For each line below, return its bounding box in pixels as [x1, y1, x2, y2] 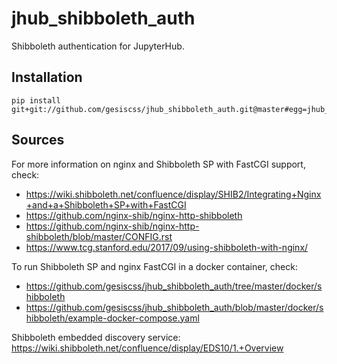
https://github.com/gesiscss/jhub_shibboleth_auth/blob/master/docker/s [25, 301, 324, 313]
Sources [11, 132, 65, 149]
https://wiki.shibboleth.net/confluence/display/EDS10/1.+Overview [11, 342, 284, 354]
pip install [11, 95, 61, 106]
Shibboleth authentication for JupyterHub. [11, 40, 185, 52]
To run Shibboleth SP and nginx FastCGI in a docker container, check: [11, 260, 298, 272]
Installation [11, 69, 83, 86]
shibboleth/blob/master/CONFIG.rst [25, 230, 173, 242]
